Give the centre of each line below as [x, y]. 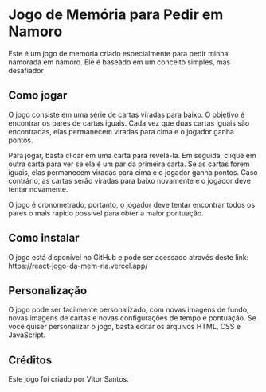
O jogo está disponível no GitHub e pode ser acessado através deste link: [129, 257]
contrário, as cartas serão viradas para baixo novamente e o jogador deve [129, 180]
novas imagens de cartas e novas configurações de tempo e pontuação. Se [132, 318]
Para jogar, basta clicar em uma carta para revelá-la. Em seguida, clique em [132, 155]
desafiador [26, 70]
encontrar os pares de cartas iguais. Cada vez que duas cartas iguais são [129, 123]
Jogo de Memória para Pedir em [116, 15]
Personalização [48, 291]
